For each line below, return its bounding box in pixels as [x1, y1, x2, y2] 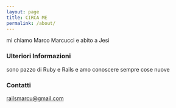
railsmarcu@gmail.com [6, 95, 64, 102]
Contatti [6, 81, 32, 89]
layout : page [6, 8, 40, 15]
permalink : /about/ [6, 20, 56, 26]
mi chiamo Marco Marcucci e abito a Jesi [6, 37, 110, 44]
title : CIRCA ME [6, 15, 48, 21]
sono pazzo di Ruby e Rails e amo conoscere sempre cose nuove [6, 66, 170, 73]
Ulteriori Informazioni [6, 52, 71, 61]
